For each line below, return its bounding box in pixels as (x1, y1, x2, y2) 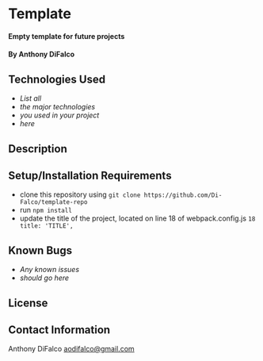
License (8, 296, 48, 309)
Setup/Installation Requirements (8, 168, 172, 182)
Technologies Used (8, 72, 105, 86)
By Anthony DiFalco (8, 49, 75, 60)
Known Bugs (8, 244, 73, 257)
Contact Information (8, 323, 111, 336)
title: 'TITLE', (19, 222, 74, 230)
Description (8, 142, 67, 156)
